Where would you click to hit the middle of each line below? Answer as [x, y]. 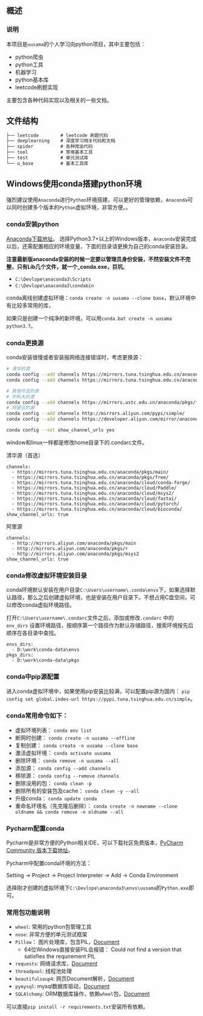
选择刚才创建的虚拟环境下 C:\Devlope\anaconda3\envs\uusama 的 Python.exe [98, 888]
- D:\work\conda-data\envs [46, 650]
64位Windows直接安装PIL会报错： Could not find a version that [103, 949]
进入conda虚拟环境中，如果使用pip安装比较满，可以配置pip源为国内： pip [98, 691]
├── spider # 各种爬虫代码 [50, 147]
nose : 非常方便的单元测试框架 [51, 934]
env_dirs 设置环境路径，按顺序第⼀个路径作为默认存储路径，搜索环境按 [95, 625]
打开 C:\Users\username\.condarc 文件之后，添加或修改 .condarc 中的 [90, 618]
